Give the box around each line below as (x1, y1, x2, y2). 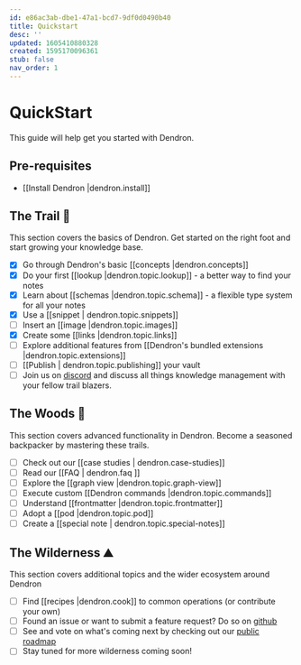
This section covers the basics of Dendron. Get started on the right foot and (9, 232, 291, 244)
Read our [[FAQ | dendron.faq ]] (22, 466, 141, 478)
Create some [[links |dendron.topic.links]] (22, 329, 178, 340)
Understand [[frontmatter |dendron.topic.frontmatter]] (22, 498, 223, 509)
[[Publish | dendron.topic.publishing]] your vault (22, 359, 201, 370)
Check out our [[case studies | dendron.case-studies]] (22, 457, 225, 467)
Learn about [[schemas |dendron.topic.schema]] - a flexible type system (22, 290, 293, 300)
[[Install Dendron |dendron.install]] (22, 182, 150, 193)
